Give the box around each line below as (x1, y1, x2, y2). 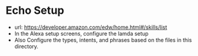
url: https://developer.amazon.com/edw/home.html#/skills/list (14, 23, 167, 31)
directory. (14, 43, 39, 50)
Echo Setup (5, 4, 64, 17)
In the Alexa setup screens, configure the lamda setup (14, 30, 149, 37)
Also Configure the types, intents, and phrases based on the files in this (14, 36, 192, 43)
